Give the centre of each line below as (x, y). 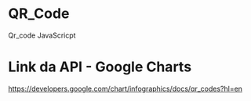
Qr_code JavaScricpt (42, 35)
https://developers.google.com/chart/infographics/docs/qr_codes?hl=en (125, 88)
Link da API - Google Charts (100, 67)
